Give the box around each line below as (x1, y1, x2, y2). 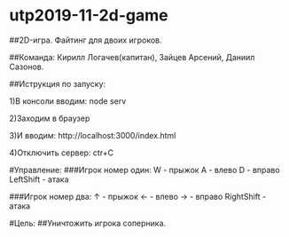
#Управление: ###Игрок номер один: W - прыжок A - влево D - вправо (9, 164, 281, 175)
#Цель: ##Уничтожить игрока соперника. (9, 217, 167, 228)
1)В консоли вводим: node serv (9, 95, 127, 107)
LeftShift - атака (9, 174, 69, 185)
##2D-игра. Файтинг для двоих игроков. (9, 35, 162, 45)
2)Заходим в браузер (9, 113, 90, 123)
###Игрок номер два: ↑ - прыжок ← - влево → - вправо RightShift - (9, 191, 267, 201)
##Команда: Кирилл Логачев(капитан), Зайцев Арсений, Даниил (9, 51, 255, 62)
